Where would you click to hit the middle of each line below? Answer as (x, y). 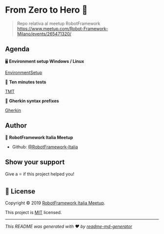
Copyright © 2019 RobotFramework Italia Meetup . (55, 203)
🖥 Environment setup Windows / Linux (45, 61)
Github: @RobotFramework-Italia (45, 147)
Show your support (35, 162)
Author (16, 126)
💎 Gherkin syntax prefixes (32, 101)
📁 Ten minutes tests (26, 82)
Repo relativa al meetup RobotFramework (59, 23)
